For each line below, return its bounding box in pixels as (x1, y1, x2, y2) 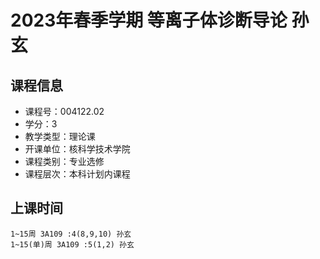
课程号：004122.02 (24, 106, 105, 117)
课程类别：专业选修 (24, 156, 105, 167)
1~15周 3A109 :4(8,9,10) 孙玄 (10, 229, 132, 239)
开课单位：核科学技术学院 (24, 143, 131, 155)
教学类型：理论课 (24, 131, 96, 142)
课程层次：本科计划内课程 (24, 168, 131, 180)
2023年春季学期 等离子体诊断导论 (10, 9, 288, 32)
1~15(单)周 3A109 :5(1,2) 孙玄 (10, 239, 135, 250)
